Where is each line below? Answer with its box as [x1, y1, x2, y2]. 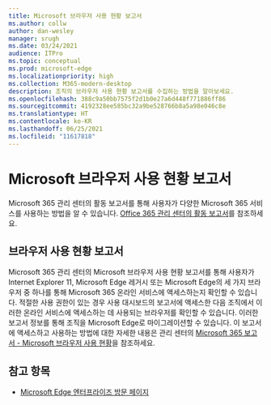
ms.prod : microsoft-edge [8, 65, 92, 73]
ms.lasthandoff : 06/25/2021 [8, 125, 104, 133]
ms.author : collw [8, 19, 67, 28]
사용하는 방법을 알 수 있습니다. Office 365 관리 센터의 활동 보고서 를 [23, 208, 235, 218]
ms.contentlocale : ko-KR [8, 117, 92, 126]
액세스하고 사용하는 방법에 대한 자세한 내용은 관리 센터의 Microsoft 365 [16, 328, 243, 338]
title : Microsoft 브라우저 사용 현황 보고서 [8, 11, 142, 20]
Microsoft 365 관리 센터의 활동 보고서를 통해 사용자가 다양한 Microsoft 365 [8, 198, 248, 207]
